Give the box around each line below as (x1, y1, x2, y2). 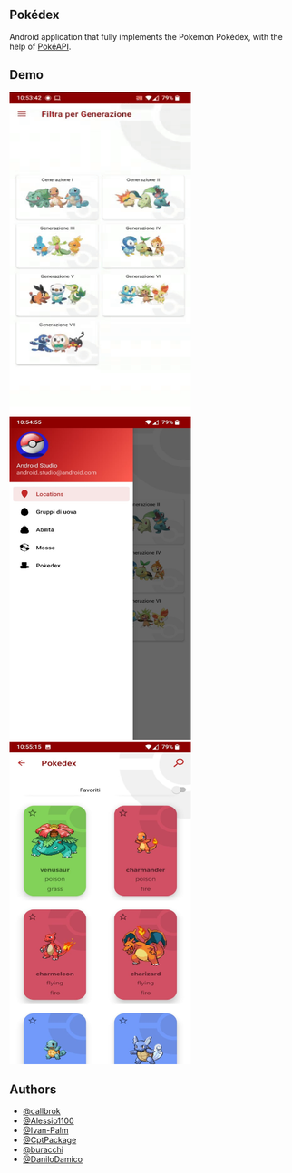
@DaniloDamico (22, 1154, 83, 1165)
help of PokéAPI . (9, 41, 72, 52)
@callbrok (22, 1106, 61, 1117)
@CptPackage (22, 1135, 77, 1146)
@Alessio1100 (22, 1115, 74, 1127)
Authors (9, 1082, 57, 1098)
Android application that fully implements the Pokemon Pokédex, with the (9, 31, 283, 42)
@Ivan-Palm (22, 1125, 69, 1136)
